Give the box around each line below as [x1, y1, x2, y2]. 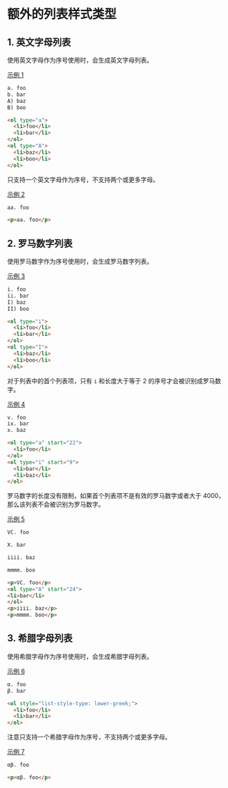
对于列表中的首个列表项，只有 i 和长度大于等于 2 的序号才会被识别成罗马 [7, 376, 216, 385]
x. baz [7, 427, 26, 434]
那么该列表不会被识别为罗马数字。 [7, 500, 105, 508]
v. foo [7, 414, 26, 421]
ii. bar [7, 292, 30, 299]
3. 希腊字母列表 [7, 632, 73, 644]
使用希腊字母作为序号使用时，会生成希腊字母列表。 [7, 652, 153, 661]
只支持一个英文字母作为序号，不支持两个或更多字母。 [7, 175, 159, 184]
